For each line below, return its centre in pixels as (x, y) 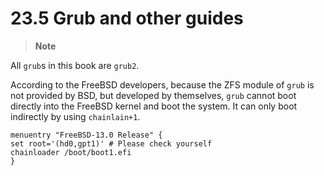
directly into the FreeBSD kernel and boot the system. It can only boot (154, 106)
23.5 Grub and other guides (127, 18)
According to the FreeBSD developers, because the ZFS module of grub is (162, 84)
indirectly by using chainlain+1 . (75, 116)
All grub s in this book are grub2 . (75, 65)
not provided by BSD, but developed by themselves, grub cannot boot (153, 95)
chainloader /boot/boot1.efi (71, 152)
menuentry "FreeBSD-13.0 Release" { (86, 135)
